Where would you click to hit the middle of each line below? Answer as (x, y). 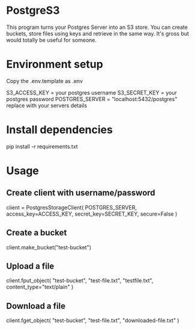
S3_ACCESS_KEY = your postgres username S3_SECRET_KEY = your (91, 92)
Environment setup (55, 64)
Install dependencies (59, 130)
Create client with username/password (81, 193)
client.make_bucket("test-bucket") (49, 247)
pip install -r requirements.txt (42, 146)
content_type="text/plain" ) (40, 287)
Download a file (36, 306)
